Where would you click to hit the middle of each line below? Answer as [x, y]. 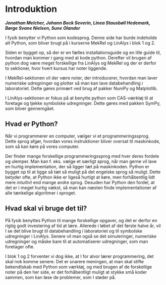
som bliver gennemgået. [30, 108]
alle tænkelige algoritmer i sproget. [41, 193]
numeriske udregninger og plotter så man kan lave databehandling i [74, 83]
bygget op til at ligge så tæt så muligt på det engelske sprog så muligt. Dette [83, 172]
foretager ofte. [20, 246]
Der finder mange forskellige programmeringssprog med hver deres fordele [82, 156]
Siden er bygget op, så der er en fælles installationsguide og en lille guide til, [83, 52]
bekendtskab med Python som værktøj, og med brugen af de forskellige [79, 267]
